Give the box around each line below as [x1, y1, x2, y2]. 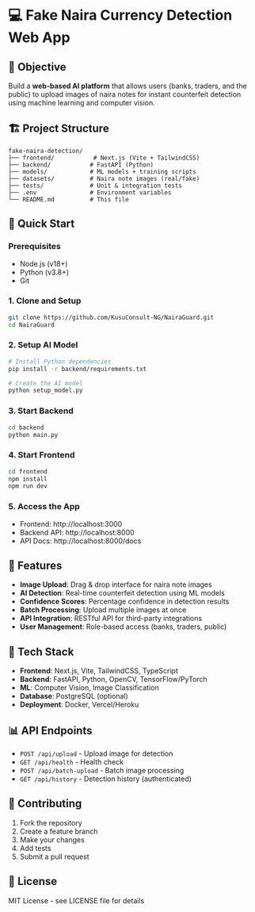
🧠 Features [8, 559, 63, 572]
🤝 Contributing [8, 797, 82, 810]
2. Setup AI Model [8, 339, 78, 351]
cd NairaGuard [8, 320, 55, 329]
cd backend [8, 423, 44, 431]
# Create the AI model [8, 379, 83, 387]
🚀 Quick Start [8, 217, 75, 231]
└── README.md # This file [8, 195, 129, 203]
